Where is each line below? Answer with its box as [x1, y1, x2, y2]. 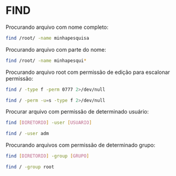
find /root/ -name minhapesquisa [5, 35, 90, 41]
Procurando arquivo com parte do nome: [5, 46, 106, 53]
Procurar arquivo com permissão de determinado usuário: [5, 108, 149, 115]
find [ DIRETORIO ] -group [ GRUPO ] [5, 153, 90, 159]
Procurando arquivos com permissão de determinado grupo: [5, 142, 156, 149]
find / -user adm [5, 130, 49, 137]
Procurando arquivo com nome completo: [5, 23, 109, 31]
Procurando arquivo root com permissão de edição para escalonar [5, 68, 171, 76]
